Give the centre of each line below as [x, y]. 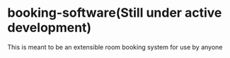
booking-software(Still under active [115, 13]
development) [50, 28]
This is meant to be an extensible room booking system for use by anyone [115, 47]
